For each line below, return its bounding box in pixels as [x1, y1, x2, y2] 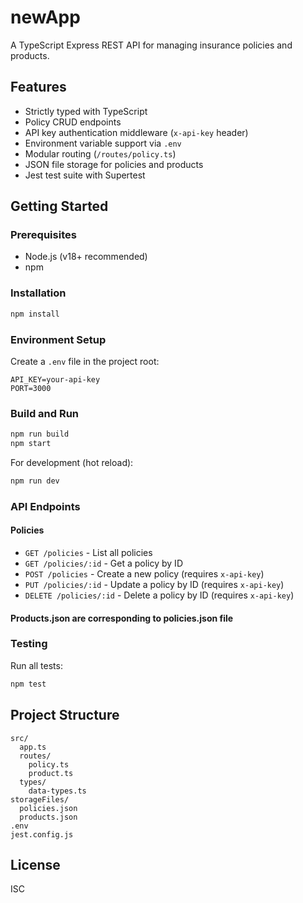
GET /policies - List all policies [24, 546, 153, 558]
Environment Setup [10, 332, 107, 346]
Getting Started [10, 198, 109, 215]
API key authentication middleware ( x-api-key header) [24, 126, 249, 138]
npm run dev [10, 476, 60, 486]
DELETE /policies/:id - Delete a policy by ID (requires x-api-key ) [24, 589, 295, 601]
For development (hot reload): [10, 456, 134, 468]
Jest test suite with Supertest [24, 169, 146, 181]
